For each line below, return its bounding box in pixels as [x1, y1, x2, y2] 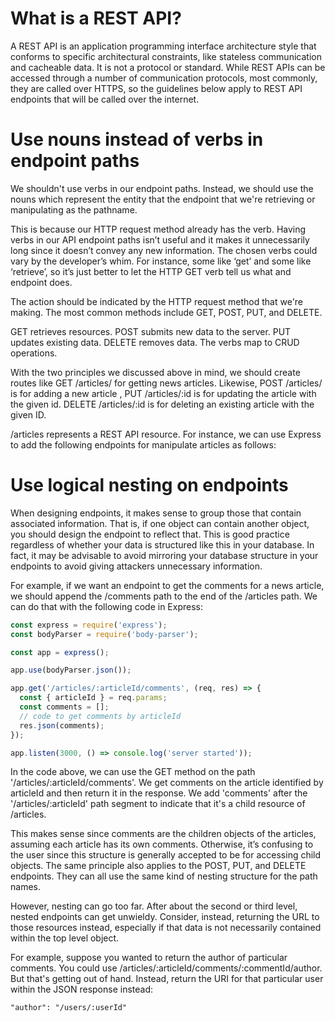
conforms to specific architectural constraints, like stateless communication [10, 50, 322, 62]
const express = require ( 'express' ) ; [10, 620, 168, 630]
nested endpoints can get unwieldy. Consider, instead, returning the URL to [10, 911, 320, 923]
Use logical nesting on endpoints [10, 474, 289, 497]
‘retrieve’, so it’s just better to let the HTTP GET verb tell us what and [10, 265, 292, 277]
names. [10, 881, 41, 893]
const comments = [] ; [19, 702, 110, 712]
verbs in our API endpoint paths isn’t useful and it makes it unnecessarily [10, 233, 310, 246]
